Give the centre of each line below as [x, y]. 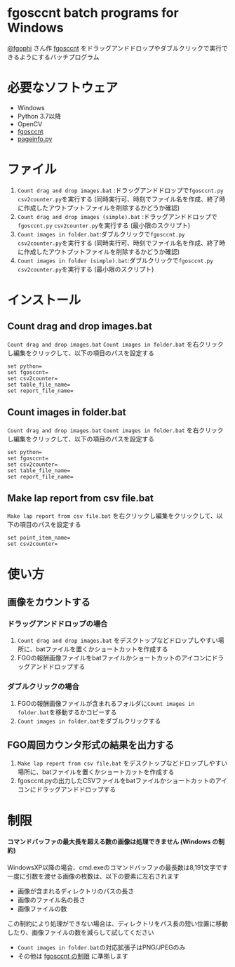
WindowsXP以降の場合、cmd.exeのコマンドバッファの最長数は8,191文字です [117, 867]
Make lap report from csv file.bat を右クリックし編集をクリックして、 [112, 516]
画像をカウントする [49, 602]
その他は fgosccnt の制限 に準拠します [73, 956]
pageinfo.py [35, 139]
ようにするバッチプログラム [59, 57]
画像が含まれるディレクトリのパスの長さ [76, 891]
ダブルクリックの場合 [43, 687]
